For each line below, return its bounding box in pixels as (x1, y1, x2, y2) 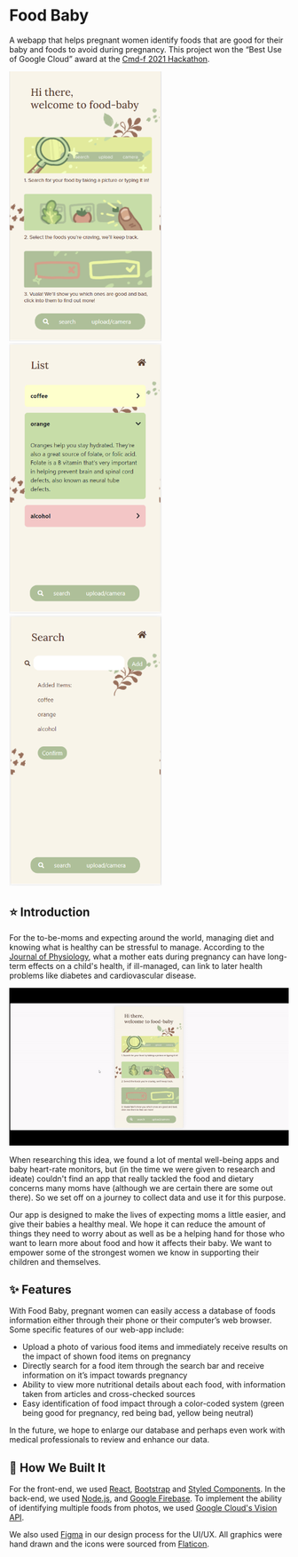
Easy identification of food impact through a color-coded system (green (21, 1398, 285, 1409)
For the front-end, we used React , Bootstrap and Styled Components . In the (9, 1484, 286, 1495)
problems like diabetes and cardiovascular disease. (9, 970, 197, 981)
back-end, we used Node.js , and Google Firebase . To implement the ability (9, 1493, 282, 1504)
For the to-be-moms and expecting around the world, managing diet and (9, 933, 275, 943)
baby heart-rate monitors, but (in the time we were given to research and (9, 1164, 276, 1174)
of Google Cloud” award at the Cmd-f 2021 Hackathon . (9, 53, 210, 64)
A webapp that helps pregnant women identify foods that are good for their (9, 35, 284, 45)
